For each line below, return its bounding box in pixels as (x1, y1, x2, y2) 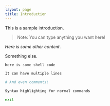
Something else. (5, 53, 37, 59)
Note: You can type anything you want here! (17, 34, 106, 40)
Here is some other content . (5, 44, 61, 49)
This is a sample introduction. (5, 25, 64, 30)
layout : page (5, 7, 32, 12)
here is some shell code (5, 62, 55, 67)
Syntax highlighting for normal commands (5, 89, 91, 93)
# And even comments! (5, 80, 49, 85)
